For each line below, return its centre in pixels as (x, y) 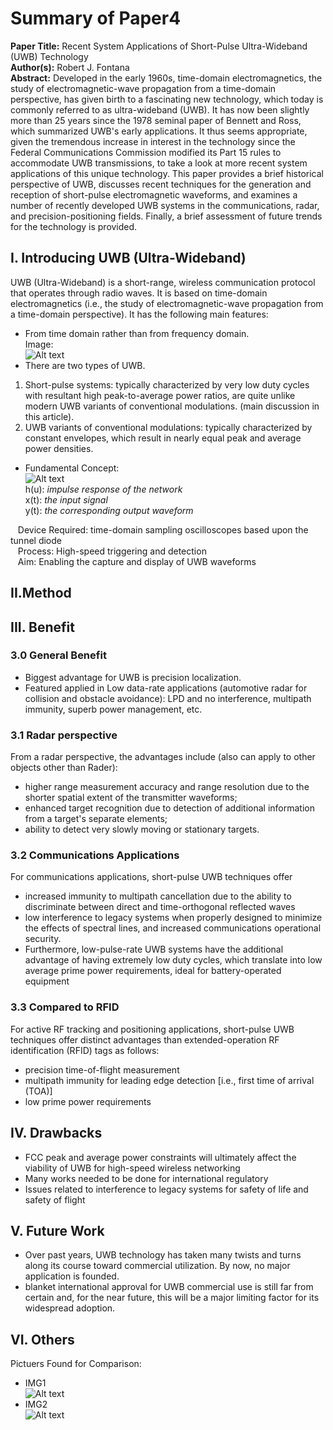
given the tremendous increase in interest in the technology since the (153, 141)
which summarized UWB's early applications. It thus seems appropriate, (159, 131)
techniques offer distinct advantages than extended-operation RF (145, 1039)
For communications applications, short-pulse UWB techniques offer (151, 877)
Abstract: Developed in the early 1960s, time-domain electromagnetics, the (166, 78)
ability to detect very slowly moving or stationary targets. (142, 829)
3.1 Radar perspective (64, 735)
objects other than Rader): (64, 768)
